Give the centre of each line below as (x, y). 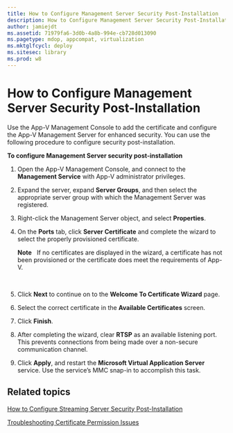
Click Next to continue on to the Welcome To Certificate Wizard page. (119, 294)
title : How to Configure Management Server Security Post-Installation (113, 14)
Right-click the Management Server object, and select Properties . (112, 218)
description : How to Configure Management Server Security (94, 20)
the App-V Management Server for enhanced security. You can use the (109, 134)
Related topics (39, 392)
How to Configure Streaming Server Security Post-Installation (95, 409)
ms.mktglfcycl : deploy (40, 46)
